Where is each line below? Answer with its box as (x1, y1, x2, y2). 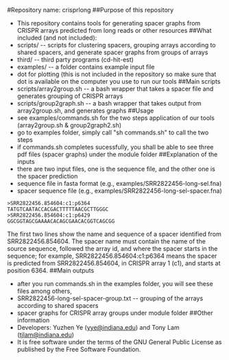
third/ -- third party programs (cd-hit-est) (16, 56, 134, 64)
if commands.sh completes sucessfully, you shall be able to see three (16, 143, 214, 151)
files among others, (16, 287, 72, 295)
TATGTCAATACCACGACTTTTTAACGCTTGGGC (7, 206, 109, 213)
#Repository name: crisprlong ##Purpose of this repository (7, 6, 174, 14)
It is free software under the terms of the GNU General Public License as (16, 338, 222, 346)
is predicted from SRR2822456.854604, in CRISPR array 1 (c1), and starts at (7, 259, 221, 267)
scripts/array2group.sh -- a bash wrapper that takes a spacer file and (16, 85, 214, 93)
